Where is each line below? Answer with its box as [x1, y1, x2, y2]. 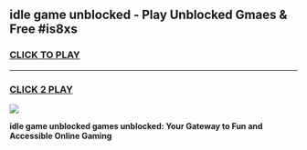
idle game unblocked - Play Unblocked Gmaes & [9, 7, 288, 23]
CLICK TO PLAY [9, 49, 80, 62]
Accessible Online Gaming [9, 130, 112, 141]
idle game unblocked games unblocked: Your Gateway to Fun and [9, 120, 263, 131]
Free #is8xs [9, 22, 78, 37]
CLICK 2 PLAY [9, 83, 73, 95]
